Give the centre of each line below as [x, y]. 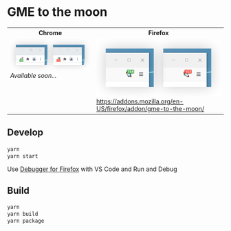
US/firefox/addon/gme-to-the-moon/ [150, 109]
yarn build [23, 214]
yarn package [26, 221]
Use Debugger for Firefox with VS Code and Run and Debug [92, 169]
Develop [25, 133]
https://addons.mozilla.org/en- [140, 101]
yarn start [23, 156]
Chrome [51, 33]
